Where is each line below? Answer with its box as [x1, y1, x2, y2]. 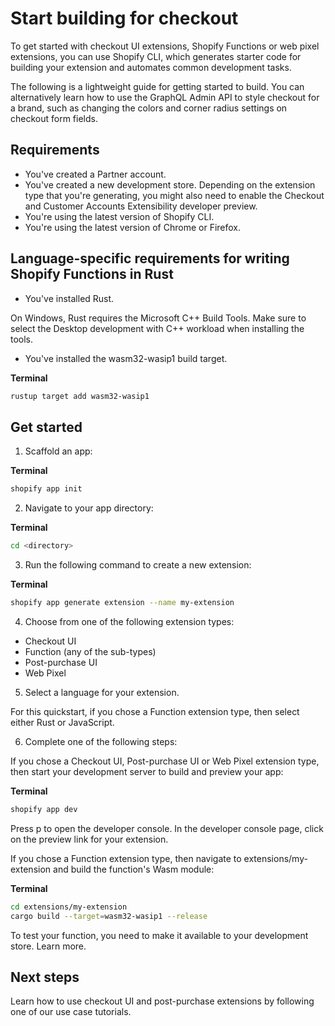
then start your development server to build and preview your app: [10, 765, 284, 777]
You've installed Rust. [24, 292, 115, 304]
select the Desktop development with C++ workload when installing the [10, 322, 305, 334]
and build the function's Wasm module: [53, 863, 215, 875]
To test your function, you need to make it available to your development [10, 929, 309, 941]
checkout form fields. [10, 112, 98, 124]
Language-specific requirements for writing [10, 250, 290, 267]
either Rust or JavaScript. [10, 716, 115, 728]
